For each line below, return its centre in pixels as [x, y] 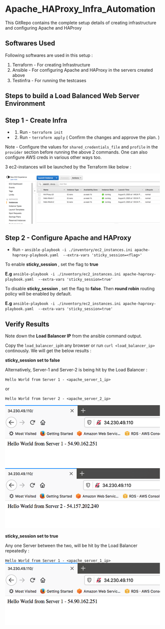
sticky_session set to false [33, 360]
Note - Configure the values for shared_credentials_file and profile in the [82, 147]
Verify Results [27, 324]
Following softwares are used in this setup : [49, 55]
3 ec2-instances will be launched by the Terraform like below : [68, 167]
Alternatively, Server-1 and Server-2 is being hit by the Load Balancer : [76, 369]
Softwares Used [30, 44]
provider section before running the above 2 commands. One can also [76, 152]
